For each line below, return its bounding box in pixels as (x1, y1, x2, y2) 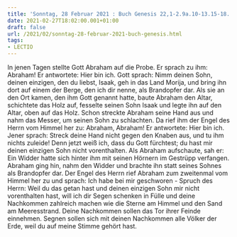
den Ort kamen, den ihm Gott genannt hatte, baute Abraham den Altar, (7, 93, 213, 102)
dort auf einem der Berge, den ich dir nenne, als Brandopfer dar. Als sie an (7, 86, 225, 94)
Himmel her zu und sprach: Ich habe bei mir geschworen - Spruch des (7, 177, 213, 185)
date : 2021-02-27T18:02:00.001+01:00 (7, 17, 119, 24)
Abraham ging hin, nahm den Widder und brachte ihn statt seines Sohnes (7, 162, 222, 169)
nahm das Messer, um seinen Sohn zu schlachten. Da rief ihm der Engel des (7, 116, 231, 125)
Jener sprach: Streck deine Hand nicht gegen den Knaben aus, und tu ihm (7, 131, 224, 139)
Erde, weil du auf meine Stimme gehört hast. (7, 222, 137, 230)
